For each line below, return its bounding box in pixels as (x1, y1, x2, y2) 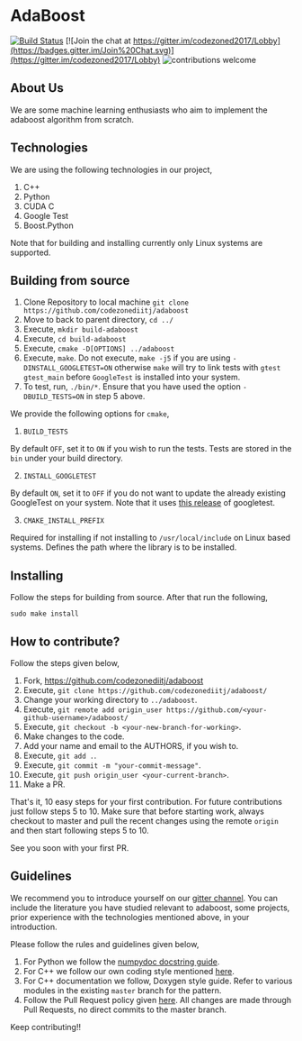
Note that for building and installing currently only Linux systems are (10, 237, 263, 248)
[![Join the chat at (65, 35, 131, 46)
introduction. (10, 921, 58, 932)
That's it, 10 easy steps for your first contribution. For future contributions (10, 797, 282, 807)
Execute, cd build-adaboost (22, 333, 127, 344)
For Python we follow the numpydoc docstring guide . (22, 956, 220, 967)
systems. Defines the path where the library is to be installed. (10, 542, 237, 552)
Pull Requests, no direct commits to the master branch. (22, 1004, 227, 1015)
